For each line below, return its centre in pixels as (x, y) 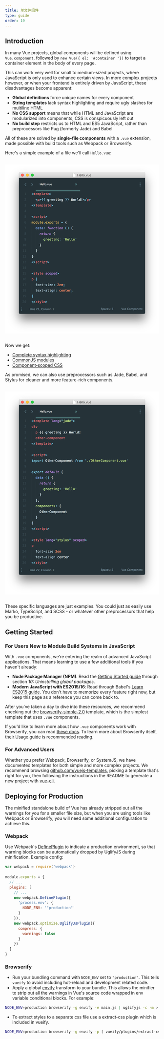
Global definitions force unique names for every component (73, 98)
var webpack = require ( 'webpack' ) (40, 867)
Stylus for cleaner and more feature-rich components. (59, 380)
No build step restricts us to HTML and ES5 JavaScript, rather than (80, 124)
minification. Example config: (34, 857)
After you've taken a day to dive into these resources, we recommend (75, 707)
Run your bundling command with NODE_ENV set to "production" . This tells (86, 977)
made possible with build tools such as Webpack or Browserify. (69, 144)
